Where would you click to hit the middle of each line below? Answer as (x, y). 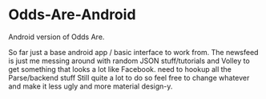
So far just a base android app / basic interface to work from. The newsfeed (133, 52)
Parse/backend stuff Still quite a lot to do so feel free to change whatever (129, 77)
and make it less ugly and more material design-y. (91, 86)
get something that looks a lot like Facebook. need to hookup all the (120, 69)
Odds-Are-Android (72, 15)
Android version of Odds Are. (56, 37)
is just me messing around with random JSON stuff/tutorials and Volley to (129, 61)
